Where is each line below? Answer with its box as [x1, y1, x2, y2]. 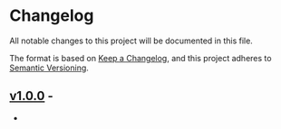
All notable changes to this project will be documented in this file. [9, 35, 254, 46]
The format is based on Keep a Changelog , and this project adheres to [9, 52, 272, 63]
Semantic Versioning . [9, 62, 89, 73]
